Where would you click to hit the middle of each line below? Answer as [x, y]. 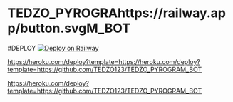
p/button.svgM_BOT [69, 28]
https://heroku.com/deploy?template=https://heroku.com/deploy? [104, 61]
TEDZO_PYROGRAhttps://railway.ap [117, 13]
